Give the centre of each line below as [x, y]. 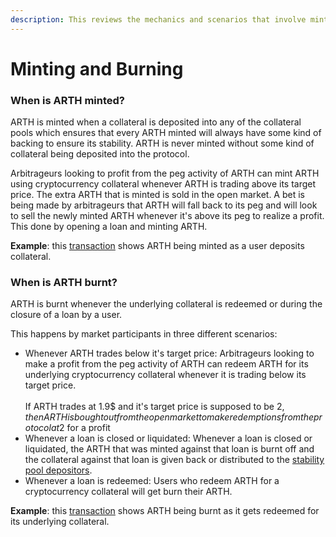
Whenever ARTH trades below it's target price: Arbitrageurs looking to [169, 353]
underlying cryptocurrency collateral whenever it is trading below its [165, 375]
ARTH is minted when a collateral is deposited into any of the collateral [156, 122]
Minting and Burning [97, 68]
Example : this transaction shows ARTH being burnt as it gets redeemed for [165, 511]
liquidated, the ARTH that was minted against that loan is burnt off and [169, 449]
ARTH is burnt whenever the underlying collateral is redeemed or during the [166, 304]
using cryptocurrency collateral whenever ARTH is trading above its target [163, 184]
